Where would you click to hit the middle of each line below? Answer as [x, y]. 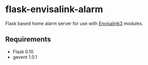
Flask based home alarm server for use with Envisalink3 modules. [74, 23]
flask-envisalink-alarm [54, 9]
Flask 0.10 [23, 51]
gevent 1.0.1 [25, 57]
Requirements [28, 39]
